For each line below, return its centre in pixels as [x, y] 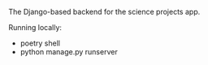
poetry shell [40, 43]
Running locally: [35, 27]
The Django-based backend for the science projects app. [104, 12]
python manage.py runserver [69, 52]
